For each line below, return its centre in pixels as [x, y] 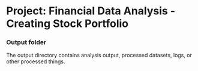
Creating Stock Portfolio [67, 24]
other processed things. [36, 61]
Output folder [26, 42]
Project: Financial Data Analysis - [91, 11]
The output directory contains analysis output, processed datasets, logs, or [99, 55]
